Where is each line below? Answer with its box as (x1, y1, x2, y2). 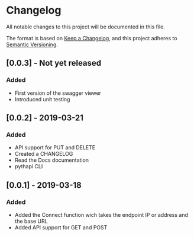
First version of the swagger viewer (14, 89, 102, 97)
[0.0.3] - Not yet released (6, 58, 102, 68)
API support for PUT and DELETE (14, 144, 96, 151)
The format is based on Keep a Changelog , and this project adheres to (6, 34, 177, 41)
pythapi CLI (14, 163, 43, 170)
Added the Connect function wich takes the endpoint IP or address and (14, 212, 188, 218)
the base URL (14, 217, 48, 225)
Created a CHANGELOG (14, 150, 73, 158)
